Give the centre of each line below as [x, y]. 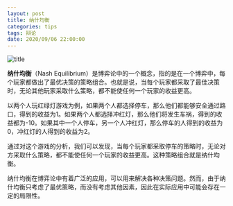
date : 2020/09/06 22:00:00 [46, 40]
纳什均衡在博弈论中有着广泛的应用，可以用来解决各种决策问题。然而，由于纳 [116, 178]
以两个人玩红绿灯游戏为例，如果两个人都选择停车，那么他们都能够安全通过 [113, 105]
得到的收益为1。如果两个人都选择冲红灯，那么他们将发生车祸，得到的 [118, 114]
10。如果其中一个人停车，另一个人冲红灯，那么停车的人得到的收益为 [126, 123]
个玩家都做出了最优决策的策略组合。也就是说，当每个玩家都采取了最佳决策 [113, 82]
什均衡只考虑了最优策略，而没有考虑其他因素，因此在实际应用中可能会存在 [113, 187]
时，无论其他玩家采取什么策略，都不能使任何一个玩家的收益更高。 [101, 91]
